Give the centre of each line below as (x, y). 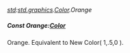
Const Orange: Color (37, 25)
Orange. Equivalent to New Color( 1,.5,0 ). (65, 42)
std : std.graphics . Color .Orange (50, 10)
